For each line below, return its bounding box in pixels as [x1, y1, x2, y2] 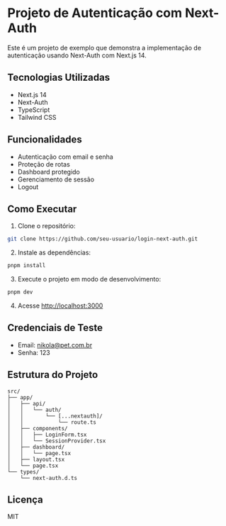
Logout [17, 182, 39, 191]
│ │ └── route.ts [7, 418, 97, 426]
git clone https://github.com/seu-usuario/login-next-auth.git [7, 235, 198, 242]
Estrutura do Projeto [7, 369, 98, 381]
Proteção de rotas [17, 160, 71, 168]
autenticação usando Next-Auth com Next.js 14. [7, 51, 147, 60]
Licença [7, 494, 44, 506]
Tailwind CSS [17, 113, 57, 121]
